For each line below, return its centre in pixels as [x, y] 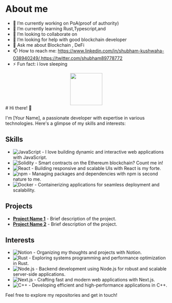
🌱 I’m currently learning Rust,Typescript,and [59, 28]
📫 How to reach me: [35, 51]
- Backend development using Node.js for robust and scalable [101, 269]
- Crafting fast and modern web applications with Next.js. [95, 280]
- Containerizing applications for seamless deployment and [97, 184]
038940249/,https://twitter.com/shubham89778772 [68, 58]
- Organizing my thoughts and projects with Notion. [88, 253]
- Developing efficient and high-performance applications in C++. [98, 285]
